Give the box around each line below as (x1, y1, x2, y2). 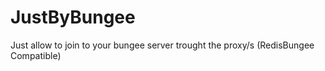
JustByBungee (10, 6, 136, 29)
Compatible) (10, 49, 62, 61)
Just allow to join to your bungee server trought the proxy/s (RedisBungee (10, 39, 315, 51)
